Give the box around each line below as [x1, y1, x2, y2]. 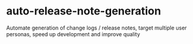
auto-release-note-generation [6, 4, 162, 18]
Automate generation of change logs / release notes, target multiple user [6, 24, 187, 31]
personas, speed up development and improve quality [6, 30, 141, 37]
